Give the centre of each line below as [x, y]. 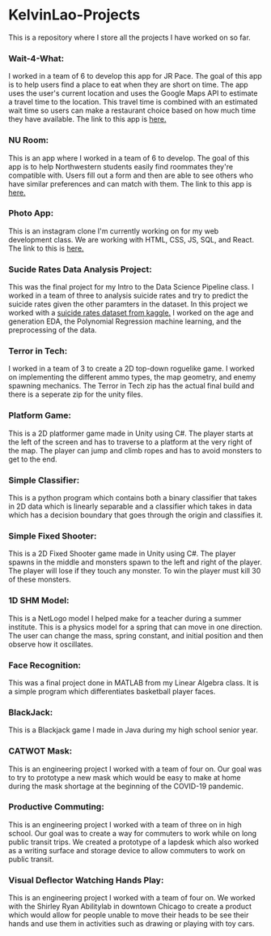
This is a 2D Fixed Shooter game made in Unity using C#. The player [122, 554]
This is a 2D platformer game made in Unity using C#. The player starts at [131, 433]
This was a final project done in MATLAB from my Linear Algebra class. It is [133, 682]
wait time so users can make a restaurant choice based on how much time [132, 110]
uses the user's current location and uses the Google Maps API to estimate [133, 93]
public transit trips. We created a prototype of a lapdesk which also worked [133, 842]
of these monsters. [40, 580]
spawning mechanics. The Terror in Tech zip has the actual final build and [131, 386]
